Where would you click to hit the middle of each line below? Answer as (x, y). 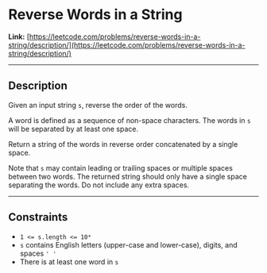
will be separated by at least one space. (74, 129)
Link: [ (19, 37)
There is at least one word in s (69, 261)
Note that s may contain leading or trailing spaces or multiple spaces (120, 167)
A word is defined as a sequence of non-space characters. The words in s (130, 120)
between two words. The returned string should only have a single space (128, 176)
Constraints (38, 217)
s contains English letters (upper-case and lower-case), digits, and (129, 244)
